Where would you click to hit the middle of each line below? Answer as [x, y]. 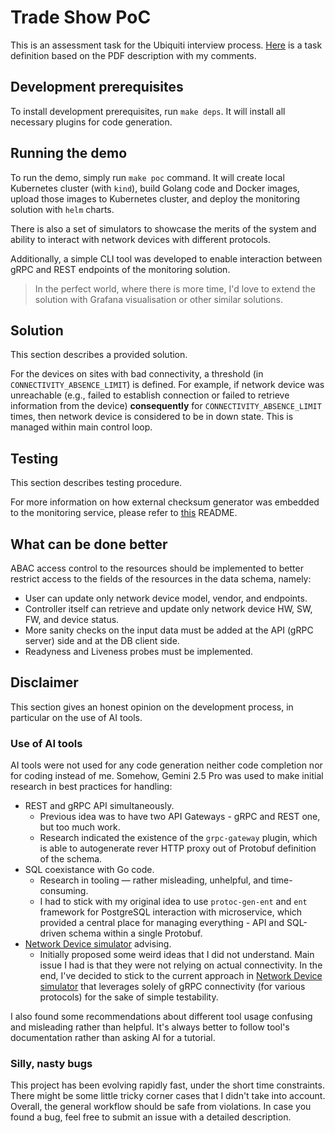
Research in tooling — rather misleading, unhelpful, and [154, 880]
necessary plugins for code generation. [91, 122]
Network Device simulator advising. [98, 944]
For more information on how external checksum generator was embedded [165, 502]
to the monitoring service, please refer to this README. [124, 513]
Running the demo [69, 153]
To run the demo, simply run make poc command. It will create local [147, 177]
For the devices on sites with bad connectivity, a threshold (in [137, 374]
